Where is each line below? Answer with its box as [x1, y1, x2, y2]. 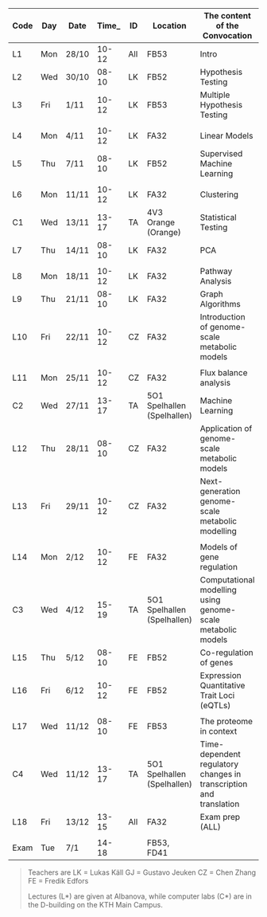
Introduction [199, 312, 246, 322]
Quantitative [199, 680, 246, 691]
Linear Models [199, 131, 253, 141]
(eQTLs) [199, 700, 231, 711]
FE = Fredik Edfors [27, 876, 89, 885]
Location [152, 20, 187, 31]
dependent [199, 749, 241, 759]
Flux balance [199, 367, 248, 378]
